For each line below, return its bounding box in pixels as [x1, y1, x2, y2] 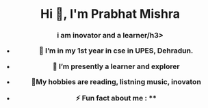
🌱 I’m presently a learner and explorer [52, 62, 180, 71]
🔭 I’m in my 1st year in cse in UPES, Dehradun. [38, 46, 194, 55]
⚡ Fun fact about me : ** [75, 93, 157, 103]
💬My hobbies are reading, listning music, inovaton [31, 77, 202, 87]
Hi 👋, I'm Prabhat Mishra [40, 6, 180, 22]
